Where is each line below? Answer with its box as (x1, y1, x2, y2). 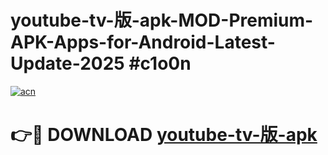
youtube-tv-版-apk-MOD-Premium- (10, 9, 314, 32)
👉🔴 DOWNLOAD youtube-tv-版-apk (10, 124, 318, 146)
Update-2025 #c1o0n (10, 52, 192, 75)
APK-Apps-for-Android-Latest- (10, 31, 276, 54)
